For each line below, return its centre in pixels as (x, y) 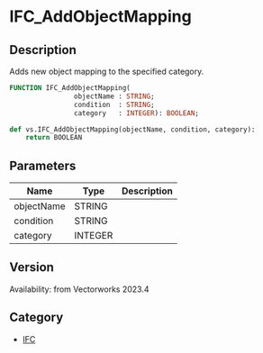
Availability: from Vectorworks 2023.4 (80, 289)
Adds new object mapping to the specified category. (107, 71)
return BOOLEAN (54, 138)
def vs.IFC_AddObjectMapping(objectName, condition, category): (132, 129)
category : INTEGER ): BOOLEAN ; (136, 113)
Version (32, 267)
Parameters (43, 165)
